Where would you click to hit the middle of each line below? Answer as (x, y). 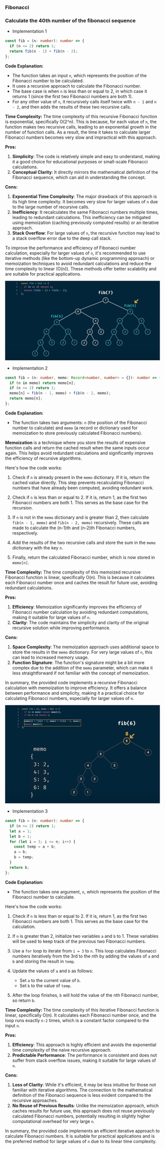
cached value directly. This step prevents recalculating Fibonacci (78, 482)
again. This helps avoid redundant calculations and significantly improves (79, 453)
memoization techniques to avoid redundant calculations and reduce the (78, 263)
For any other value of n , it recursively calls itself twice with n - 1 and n (84, 101)
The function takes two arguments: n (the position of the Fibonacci (80, 422)
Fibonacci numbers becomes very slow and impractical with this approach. (81, 137)
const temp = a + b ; (35, 847)
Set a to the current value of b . (50, 980)
